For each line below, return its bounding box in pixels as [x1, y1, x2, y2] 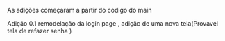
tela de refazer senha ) [7, 27, 72, 35]
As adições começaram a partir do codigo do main [7, 6, 152, 14]
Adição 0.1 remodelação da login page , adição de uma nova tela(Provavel [7, 19, 219, 27]
